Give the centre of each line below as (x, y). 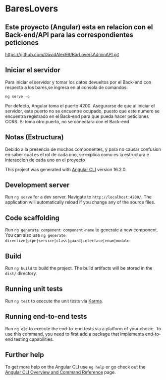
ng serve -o (17, 96)
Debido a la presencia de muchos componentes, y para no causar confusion (83, 149)
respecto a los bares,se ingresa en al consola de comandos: (66, 87)
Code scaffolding (32, 218)
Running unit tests (34, 289)
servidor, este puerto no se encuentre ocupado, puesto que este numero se (83, 111)
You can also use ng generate (35, 235)
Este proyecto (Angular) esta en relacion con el (79, 27)
